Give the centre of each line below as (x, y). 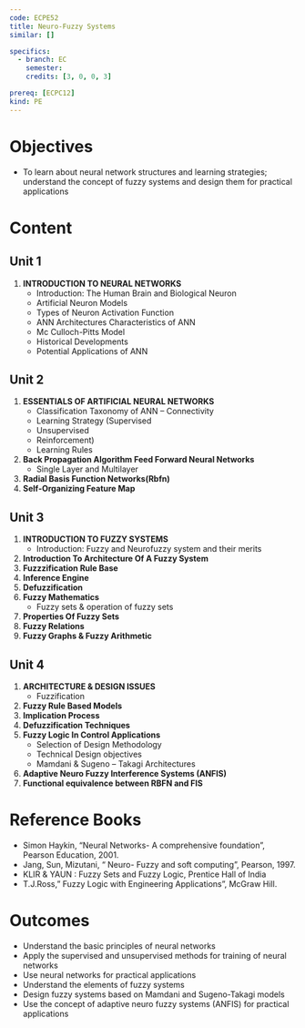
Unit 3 (27, 517)
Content (41, 228)
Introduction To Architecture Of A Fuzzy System (116, 559)
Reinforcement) (65, 440)
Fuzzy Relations (53, 626)
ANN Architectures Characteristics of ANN (116, 322)
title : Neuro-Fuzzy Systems (63, 26)
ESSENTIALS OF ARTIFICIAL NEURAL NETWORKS (118, 402)
